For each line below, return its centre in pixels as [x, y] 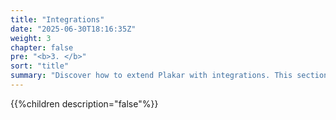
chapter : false [42, 47]
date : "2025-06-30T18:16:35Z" [73, 29]
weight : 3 [31, 38]
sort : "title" [40, 66]
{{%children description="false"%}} [84, 103]
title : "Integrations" [57, 19]
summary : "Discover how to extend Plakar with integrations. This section [169, 76]
